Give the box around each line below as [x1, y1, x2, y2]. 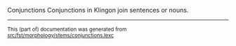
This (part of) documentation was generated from [7, 26, 127, 33]
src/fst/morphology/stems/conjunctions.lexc [7, 32, 114, 39]
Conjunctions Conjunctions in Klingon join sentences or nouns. [7, 6, 189, 14]
